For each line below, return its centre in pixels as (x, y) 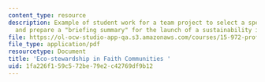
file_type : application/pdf (54, 45)
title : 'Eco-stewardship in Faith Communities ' (90, 59)
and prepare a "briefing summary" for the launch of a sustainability (134, 30)
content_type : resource (47, 15)
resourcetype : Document (47, 52)
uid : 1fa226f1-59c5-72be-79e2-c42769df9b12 (81, 66)
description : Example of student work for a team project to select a (127, 23)
